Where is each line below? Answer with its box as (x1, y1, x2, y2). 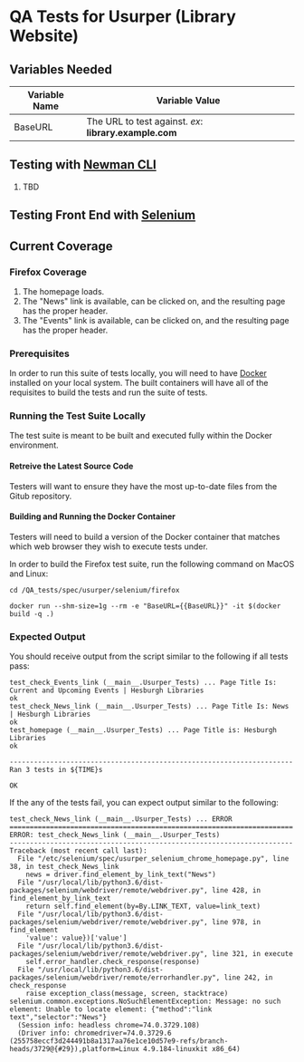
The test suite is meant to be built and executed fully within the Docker (9, 430, 273, 441)
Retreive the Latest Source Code (9, 460, 134, 472)
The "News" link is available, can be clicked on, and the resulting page (22, 295, 286, 306)
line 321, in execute (211, 950, 294, 959)
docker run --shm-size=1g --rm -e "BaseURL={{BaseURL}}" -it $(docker (9, 601, 281, 611)
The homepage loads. (22, 285, 105, 296)
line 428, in (211, 886, 261, 895)
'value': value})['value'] (25, 933, 128, 943)
